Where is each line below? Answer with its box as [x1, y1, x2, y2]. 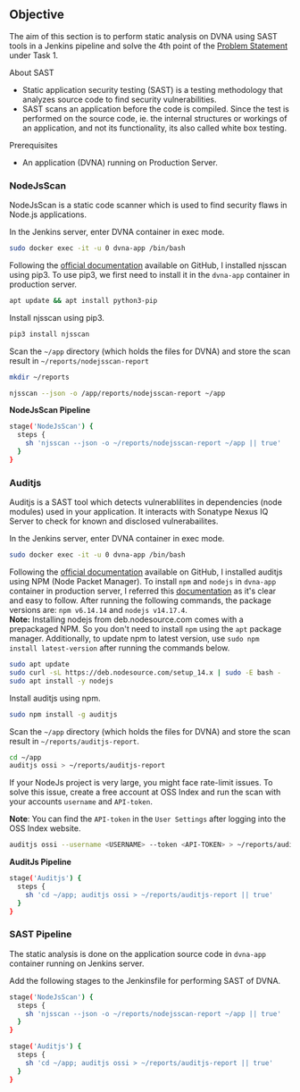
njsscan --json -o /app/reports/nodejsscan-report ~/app [9, 389, 226, 398]
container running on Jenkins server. [9, 958, 145, 969]
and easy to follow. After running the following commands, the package [9, 595, 272, 606]
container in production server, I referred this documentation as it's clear [9, 585, 277, 597]
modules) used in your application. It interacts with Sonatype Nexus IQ [9, 507, 269, 517]
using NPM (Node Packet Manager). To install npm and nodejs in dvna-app [9, 576, 277, 587]
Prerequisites [9, 139, 58, 150]
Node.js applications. [9, 209, 87, 220]
